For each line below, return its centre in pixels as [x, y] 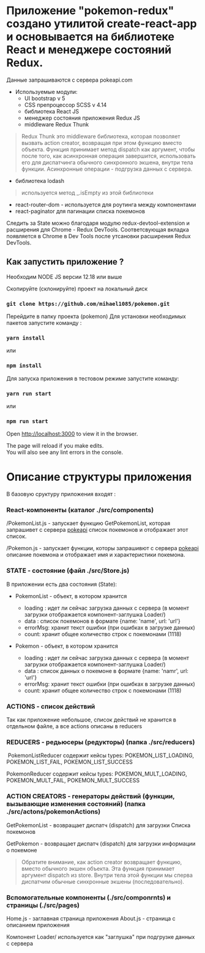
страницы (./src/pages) [43, 905]
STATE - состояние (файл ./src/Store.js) [68, 570]
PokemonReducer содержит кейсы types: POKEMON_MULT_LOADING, [97, 774]
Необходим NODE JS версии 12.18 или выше [64, 276]
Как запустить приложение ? [65, 262]
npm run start [27, 421]
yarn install [26, 338]
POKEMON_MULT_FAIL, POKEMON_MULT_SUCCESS [73, 780]
